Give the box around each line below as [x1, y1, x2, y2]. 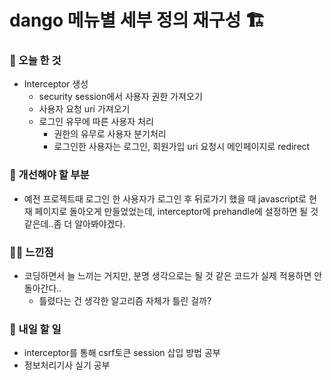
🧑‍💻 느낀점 [9, 245, 54, 259]
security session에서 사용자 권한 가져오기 [38, 91, 203, 103]
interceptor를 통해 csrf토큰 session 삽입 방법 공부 [23, 347, 221, 359]
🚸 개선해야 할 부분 [9, 168, 90, 182]
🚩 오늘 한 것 [9, 54, 62, 68]
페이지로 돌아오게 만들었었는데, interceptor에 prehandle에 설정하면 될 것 [34, 205, 319, 217]
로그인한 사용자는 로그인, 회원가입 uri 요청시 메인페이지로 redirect [53, 141, 311, 153]
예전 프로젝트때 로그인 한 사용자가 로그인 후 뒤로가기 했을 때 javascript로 [23, 192, 307, 205]
